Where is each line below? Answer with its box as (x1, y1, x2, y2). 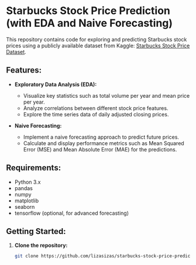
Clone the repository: (14, 242, 68, 249)
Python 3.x (14, 178, 41, 185)
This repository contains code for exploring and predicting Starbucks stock (6, 36, 187, 43)
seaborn (14, 203, 35, 210)
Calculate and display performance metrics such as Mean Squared (23, 139, 184, 147)
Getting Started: (6, 226, 66, 236)
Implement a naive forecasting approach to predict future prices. (23, 133, 180, 140)
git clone (14, 253, 39, 259)
